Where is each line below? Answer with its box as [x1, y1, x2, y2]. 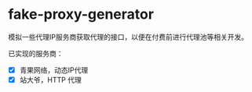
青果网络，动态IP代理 [19, 65, 89, 75]
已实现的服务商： [8, 48, 64, 58]
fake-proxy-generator [8, 5, 155, 23]
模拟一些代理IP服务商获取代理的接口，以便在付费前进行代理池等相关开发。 [8, 32, 249, 41]
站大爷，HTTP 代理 [19, 76, 82, 84]
